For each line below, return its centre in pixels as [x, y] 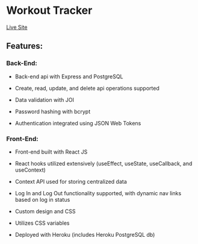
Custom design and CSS [45, 211]
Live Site [17, 27]
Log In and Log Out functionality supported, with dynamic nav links [98, 193]
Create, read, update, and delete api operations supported [87, 88]
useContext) [30, 170]
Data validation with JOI [44, 99]
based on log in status [42, 199]
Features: [25, 46]
